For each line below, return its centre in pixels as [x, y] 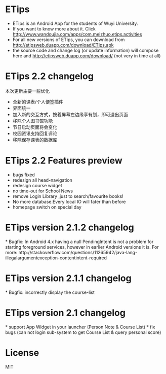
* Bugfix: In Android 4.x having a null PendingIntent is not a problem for [79, 242]
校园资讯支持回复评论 [35, 133]
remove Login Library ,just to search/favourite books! [68, 196]
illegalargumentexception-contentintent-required [56, 258]
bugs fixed [24, 175]
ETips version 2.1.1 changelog [68, 278]
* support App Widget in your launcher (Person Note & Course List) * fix [80, 327]
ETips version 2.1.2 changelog [70, 227]
